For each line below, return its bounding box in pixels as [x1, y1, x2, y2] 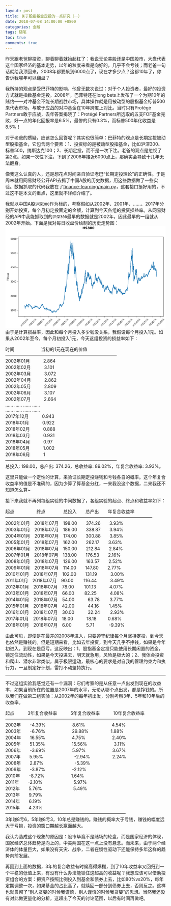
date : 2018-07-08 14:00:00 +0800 [5, 19, 76, 24]
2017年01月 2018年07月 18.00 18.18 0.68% [5, 616, 122, 622]
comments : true [5, 41, 38, 46]
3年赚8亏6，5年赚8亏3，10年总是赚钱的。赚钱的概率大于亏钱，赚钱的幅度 [5, 816, 160, 823]
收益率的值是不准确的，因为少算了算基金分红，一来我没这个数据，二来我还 [5, 480, 161, 487]
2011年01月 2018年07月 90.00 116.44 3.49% [5, 578, 125, 584]
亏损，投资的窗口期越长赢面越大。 [14, 823, 85, 829]
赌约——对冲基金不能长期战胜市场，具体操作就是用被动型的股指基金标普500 [5, 98, 165, 104]
